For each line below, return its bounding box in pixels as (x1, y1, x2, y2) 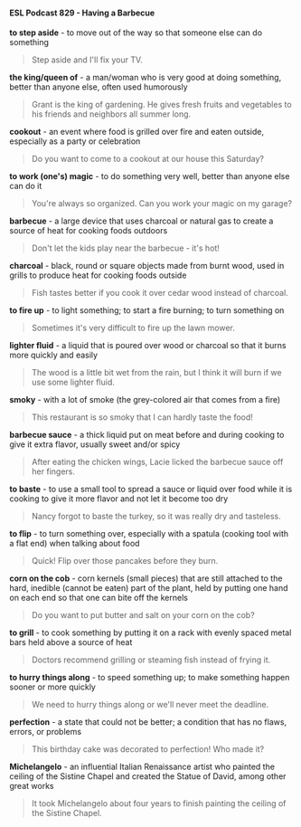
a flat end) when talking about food (9, 538, 140, 549)
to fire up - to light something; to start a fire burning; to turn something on (9, 305, 285, 316)
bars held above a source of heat (9, 637, 133, 648)
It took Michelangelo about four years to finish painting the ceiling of (31, 798, 287, 809)
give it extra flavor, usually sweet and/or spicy (9, 439, 181, 450)
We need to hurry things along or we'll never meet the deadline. (31, 699, 269, 710)
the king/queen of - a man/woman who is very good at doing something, (9, 72, 282, 83)
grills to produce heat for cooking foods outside (9, 270, 187, 280)
